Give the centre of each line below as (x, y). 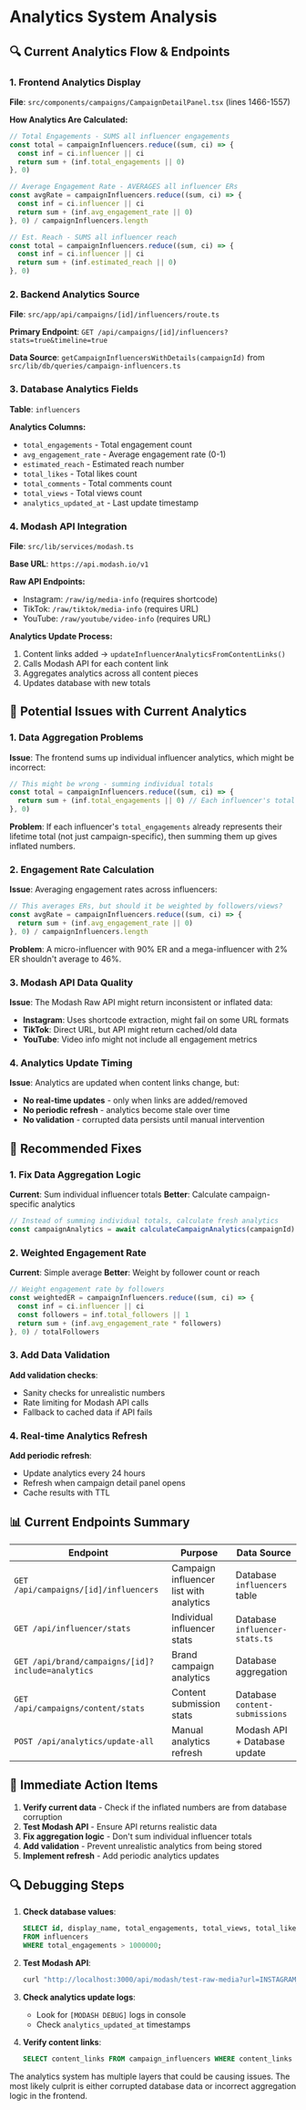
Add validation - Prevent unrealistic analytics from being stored (142, 1845)
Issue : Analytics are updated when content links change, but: (124, 1083)
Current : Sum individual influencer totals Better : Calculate (118, 1195)
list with (188, 1591)
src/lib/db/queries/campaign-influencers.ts (95, 367)
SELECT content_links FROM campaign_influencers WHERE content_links (158, 2059)
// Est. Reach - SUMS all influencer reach (93, 237)
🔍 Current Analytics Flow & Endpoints (120, 52)
